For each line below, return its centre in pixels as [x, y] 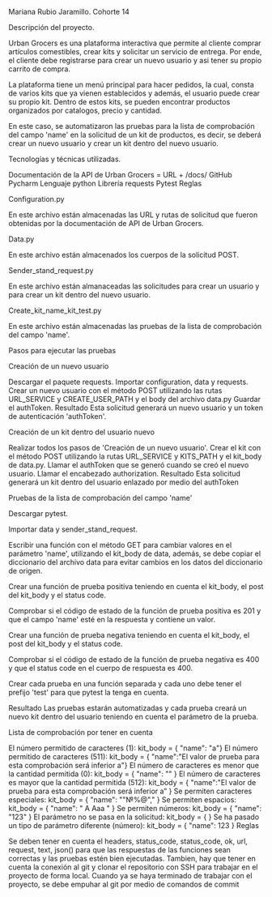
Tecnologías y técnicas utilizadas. [65, 159]
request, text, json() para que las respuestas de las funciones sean [119, 850]
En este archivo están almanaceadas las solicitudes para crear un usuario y [134, 286]
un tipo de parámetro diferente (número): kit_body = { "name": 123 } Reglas [134, 825]
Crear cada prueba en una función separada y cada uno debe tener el [125, 683]
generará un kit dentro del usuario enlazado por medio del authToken [123, 482]
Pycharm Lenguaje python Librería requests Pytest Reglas [105, 183]
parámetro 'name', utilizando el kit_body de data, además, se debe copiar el [135, 553]
